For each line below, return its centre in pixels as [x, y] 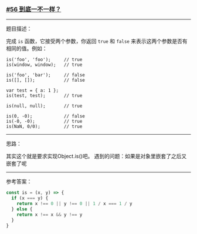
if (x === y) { [30, 198]
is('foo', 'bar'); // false [45, 75]
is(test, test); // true [44, 96]
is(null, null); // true [44, 106]
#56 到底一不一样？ [34, 9]
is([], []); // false [45, 81]
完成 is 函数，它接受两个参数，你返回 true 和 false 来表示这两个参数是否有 [97, 41]
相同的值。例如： [27, 49]
